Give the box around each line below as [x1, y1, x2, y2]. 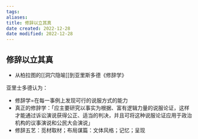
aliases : [6, 14, 28, 20]
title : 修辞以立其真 [6, 20, 52, 26]
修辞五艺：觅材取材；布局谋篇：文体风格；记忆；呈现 [14, 126, 146, 134]
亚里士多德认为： [6, 84, 48, 91]
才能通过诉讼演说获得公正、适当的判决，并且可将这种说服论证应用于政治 [14, 112, 192, 119]
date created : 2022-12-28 [6, 25, 70, 32]
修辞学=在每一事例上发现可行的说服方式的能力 [14, 97, 128, 104]
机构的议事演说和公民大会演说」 [14, 119, 93, 126]
